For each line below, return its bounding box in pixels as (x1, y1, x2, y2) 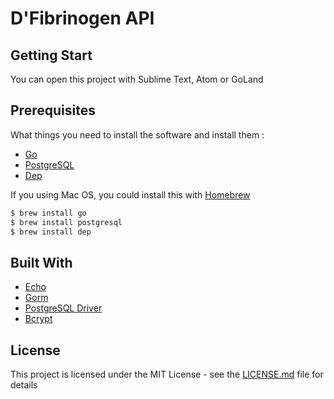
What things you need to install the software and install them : (10, 128, 265, 141)
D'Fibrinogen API (10, 7, 155, 30)
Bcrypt (24, 313, 53, 325)
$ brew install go (10, 208, 87, 218)
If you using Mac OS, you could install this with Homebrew (10, 188, 251, 201)
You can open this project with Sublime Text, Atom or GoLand (10, 73, 264, 85)
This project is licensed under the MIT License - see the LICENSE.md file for (10, 368, 324, 381)
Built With (10, 254, 73, 271)
